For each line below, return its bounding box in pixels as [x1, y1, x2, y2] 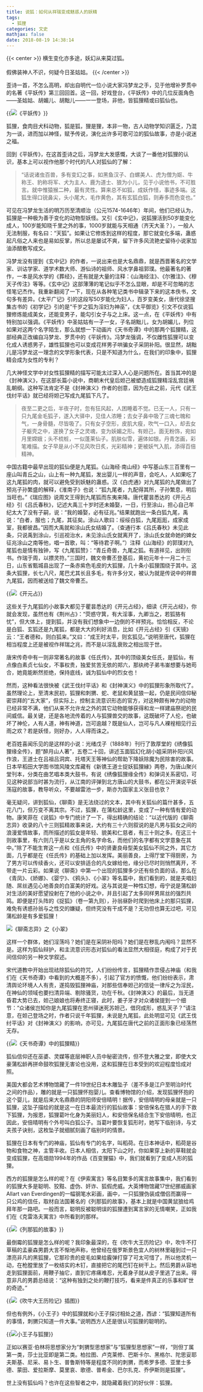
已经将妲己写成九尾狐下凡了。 [37, 392, 112, 399]
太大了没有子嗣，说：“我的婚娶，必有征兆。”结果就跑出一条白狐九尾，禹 [11, 509, 188, 516]
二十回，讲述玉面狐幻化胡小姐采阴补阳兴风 [87, 748, 194, 755]
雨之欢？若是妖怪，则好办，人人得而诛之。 [6, 727, 112, 735]
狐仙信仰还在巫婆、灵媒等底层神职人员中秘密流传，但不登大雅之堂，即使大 [6, 1053, 192, 1060]
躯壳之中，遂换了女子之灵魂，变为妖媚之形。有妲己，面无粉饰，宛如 [26, 427, 196, 435]
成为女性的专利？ [16, 356, 59, 363]
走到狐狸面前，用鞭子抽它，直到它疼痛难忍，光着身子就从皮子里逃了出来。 [6, 1269, 192, 1276]
